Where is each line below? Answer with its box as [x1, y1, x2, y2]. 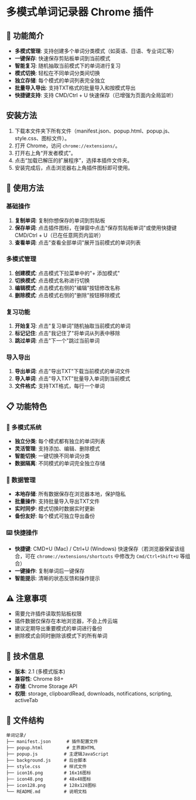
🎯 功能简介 [6, 31, 44, 41]
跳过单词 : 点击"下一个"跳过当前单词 [14, 337, 100, 344]
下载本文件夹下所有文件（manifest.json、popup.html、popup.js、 [14, 127, 173, 134]
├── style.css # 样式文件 [6, 764, 87, 770]
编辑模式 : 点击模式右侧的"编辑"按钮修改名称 [14, 284, 120, 291]
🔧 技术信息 [6, 651, 44, 661]
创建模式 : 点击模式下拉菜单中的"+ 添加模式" [14, 269, 120, 276]
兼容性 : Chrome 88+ [14, 676, 64, 683]
